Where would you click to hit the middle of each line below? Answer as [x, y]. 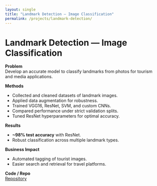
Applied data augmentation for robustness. [55, 101]
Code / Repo [18, 173]
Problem [14, 67]
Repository [16, 179]
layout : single [20, 9]
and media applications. [29, 77]
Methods [14, 86]
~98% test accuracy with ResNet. [46, 135]
